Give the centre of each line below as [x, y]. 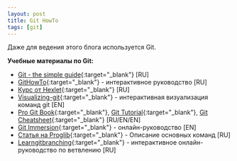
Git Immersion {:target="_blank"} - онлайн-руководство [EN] [107, 128]
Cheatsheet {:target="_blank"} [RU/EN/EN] [79, 120]
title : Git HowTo [33, 21]
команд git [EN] [41, 105]
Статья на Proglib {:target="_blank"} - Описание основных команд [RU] [124, 135]
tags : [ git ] [25, 27]
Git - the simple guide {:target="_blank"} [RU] [83, 74]
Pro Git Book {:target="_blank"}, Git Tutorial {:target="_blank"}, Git [112, 112]
